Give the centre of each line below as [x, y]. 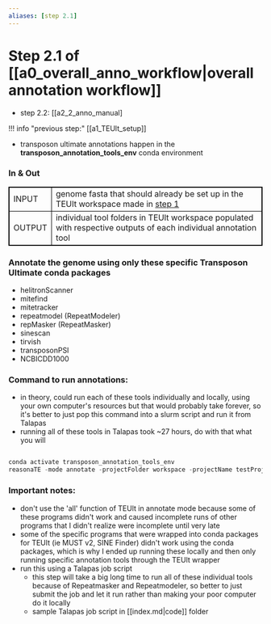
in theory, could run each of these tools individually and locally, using [135, 398]
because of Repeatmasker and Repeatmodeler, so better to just [137, 585]
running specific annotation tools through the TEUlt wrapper [120, 559]
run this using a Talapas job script [76, 568]
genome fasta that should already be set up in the [149, 193]
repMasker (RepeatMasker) [65, 325]
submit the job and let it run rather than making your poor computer [144, 594]
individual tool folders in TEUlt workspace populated [154, 217]
